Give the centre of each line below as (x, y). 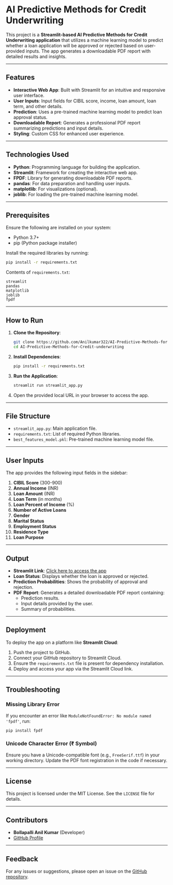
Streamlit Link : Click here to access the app (60, 571)
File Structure (28, 416)
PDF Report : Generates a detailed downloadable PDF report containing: (89, 593)
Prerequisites (28, 215)
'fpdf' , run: (18, 721)
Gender (22, 516)
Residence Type (31, 532)
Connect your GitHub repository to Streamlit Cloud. (67, 658)
